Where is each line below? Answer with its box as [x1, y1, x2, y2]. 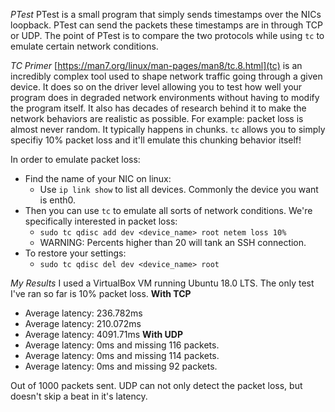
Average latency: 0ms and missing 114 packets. [24, 350, 220, 361]
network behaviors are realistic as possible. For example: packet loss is [10, 113, 304, 124]
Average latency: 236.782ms [24, 307, 143, 319]
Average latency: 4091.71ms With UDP [24, 329, 184, 340]
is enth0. [39, 194, 77, 206]
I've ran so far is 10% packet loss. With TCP [10, 288, 192, 299]
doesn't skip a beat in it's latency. [10, 390, 148, 402]
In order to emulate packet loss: [10, 154, 141, 165]
